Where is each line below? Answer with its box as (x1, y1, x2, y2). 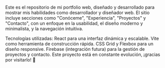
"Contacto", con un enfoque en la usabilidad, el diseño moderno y (5, 20, 143, 26)
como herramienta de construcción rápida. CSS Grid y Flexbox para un (5, 41, 154, 47)
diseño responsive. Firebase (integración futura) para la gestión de (5, 46, 145, 52)
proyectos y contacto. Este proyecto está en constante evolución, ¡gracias (5, 51, 160, 57)
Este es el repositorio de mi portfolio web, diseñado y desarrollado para (5, 5, 155, 10)
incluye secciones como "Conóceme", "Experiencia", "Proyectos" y (5, 15, 146, 21)
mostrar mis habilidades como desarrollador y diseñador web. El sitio (5, 10, 150, 16)
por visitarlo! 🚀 (5, 57, 36, 62)
